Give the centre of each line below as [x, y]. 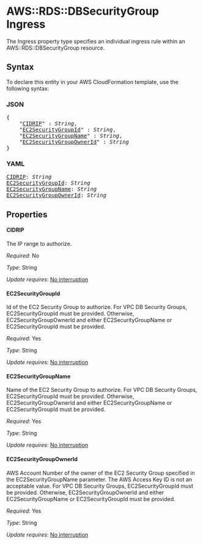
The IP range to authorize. [39, 243]
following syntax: [28, 88]
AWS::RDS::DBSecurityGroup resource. [56, 48]
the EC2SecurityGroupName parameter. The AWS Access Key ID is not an [99, 479]
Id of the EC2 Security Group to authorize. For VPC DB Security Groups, [97, 307]
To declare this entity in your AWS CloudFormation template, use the [92, 82]
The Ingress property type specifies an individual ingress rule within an [96, 41]
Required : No [23, 255]
